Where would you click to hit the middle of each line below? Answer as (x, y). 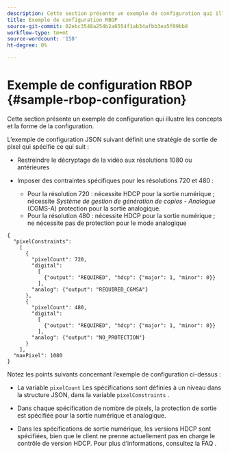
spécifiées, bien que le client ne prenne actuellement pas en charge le (116, 435)
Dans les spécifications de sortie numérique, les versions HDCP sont (114, 429)
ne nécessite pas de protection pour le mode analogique (107, 223)
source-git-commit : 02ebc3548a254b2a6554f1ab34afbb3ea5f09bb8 (98, 26)
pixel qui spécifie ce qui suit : (48, 146)
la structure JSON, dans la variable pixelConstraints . (93, 394)
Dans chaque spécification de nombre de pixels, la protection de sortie (117, 408)
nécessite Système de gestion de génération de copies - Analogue (121, 201)
